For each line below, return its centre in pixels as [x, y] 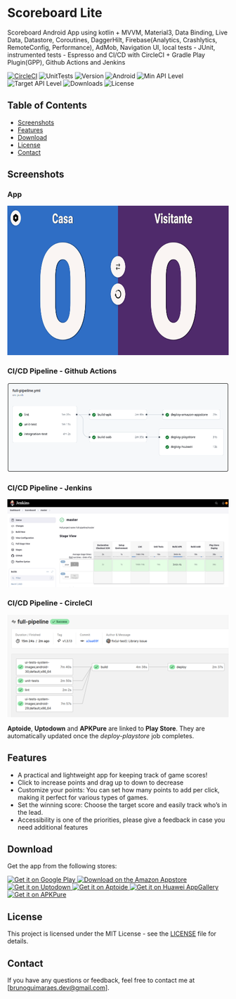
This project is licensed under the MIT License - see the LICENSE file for [112, 934]
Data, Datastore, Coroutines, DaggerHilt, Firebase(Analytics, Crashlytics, [112, 39]
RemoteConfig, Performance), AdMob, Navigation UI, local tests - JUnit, [111, 47]
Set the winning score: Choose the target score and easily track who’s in [122, 805]
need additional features [53, 827]
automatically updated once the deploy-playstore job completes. [101, 735]
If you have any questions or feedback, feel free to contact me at [101, 980]
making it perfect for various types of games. [83, 797]
